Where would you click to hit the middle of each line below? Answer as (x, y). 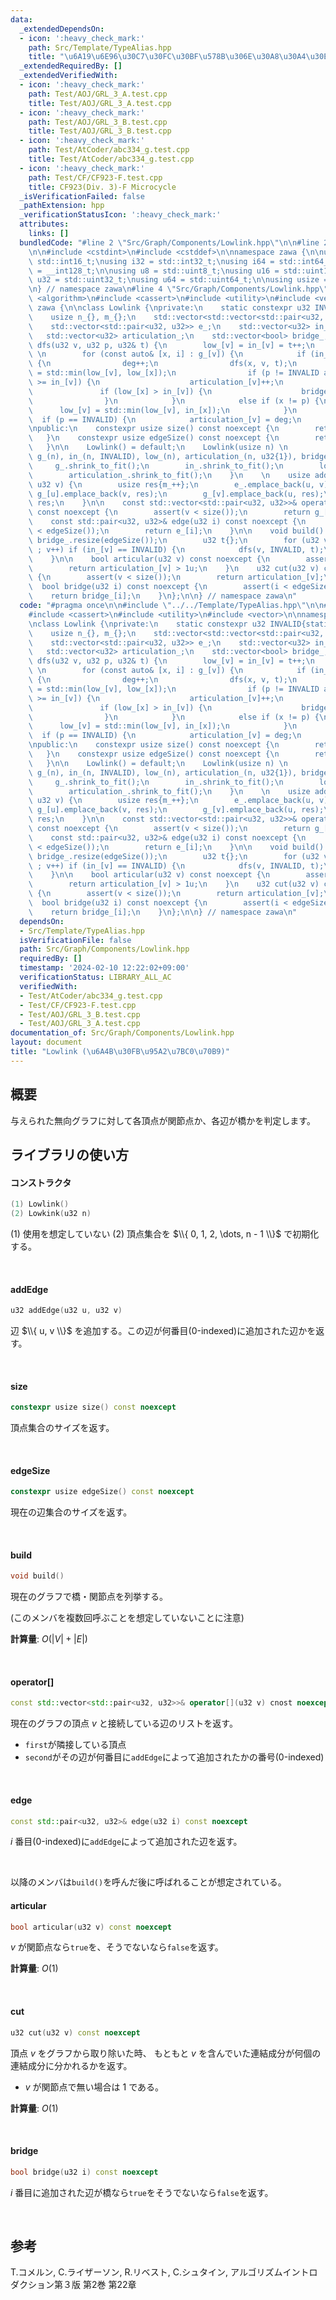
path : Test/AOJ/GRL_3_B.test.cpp (98, 122)
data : (21, 19)
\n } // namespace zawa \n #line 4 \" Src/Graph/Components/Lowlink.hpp (174, 289)
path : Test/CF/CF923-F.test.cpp (95, 177)
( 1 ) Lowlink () (40, 1204)
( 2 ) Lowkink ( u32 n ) (51, 1214)
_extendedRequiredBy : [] (71, 66)
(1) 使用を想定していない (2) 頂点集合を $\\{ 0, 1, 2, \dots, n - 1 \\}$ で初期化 (165, 1233)
